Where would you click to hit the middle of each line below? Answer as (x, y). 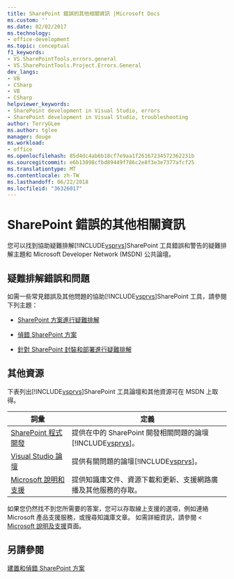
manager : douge (29, 136)
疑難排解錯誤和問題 (48, 278)
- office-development (39, 40)
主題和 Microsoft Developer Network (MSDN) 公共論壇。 (94, 254)
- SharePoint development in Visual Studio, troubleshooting (98, 117)
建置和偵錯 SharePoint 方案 (46, 568)
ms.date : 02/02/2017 (37, 26)
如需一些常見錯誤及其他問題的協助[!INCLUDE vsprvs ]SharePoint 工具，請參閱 (117, 296)
